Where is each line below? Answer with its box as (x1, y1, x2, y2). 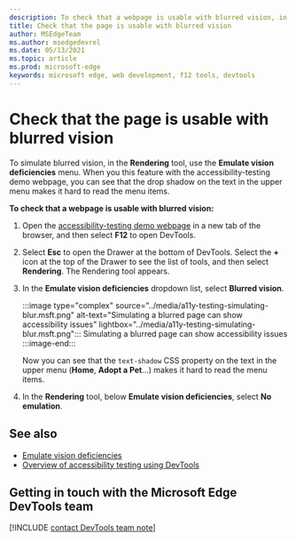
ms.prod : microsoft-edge (9, 63, 101, 72)
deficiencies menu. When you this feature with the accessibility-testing (9, 166, 270, 178)
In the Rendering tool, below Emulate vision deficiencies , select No (21, 391, 272, 402)
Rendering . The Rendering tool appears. (21, 266, 170, 276)
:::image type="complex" (21, 299, 113, 311)
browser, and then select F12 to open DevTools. (21, 229, 197, 240)
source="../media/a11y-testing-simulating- (114, 299, 269, 311)
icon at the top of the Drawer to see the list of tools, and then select (21, 256, 269, 267)
